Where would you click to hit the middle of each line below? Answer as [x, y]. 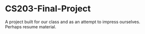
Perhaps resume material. [31, 26]
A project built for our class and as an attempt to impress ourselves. [73, 22]
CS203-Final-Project [48, 9]
